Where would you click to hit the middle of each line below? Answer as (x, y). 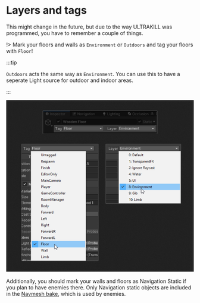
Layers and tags (47, 10)
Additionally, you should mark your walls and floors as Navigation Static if (96, 281)
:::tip (12, 62)
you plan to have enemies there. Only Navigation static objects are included (99, 287)
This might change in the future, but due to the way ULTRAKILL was (89, 27)
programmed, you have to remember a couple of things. (75, 33)
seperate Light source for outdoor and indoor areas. (70, 80)
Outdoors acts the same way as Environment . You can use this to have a (93, 74)
